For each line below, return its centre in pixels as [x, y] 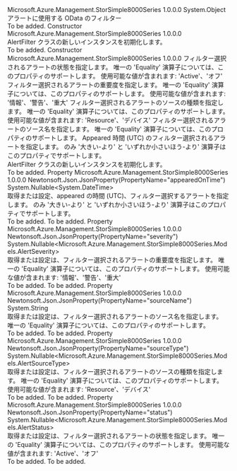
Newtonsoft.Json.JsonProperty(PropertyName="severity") [93, 236]
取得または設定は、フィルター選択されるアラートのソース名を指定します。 [115, 316]
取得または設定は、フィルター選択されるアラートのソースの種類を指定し [112, 372]
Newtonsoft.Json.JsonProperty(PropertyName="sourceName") [100, 301]
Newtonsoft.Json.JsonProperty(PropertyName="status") [90, 412]
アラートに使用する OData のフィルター [65, 18]
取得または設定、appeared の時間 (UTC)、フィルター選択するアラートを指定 [118, 196]
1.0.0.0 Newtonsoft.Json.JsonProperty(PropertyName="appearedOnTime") [116, 180]
